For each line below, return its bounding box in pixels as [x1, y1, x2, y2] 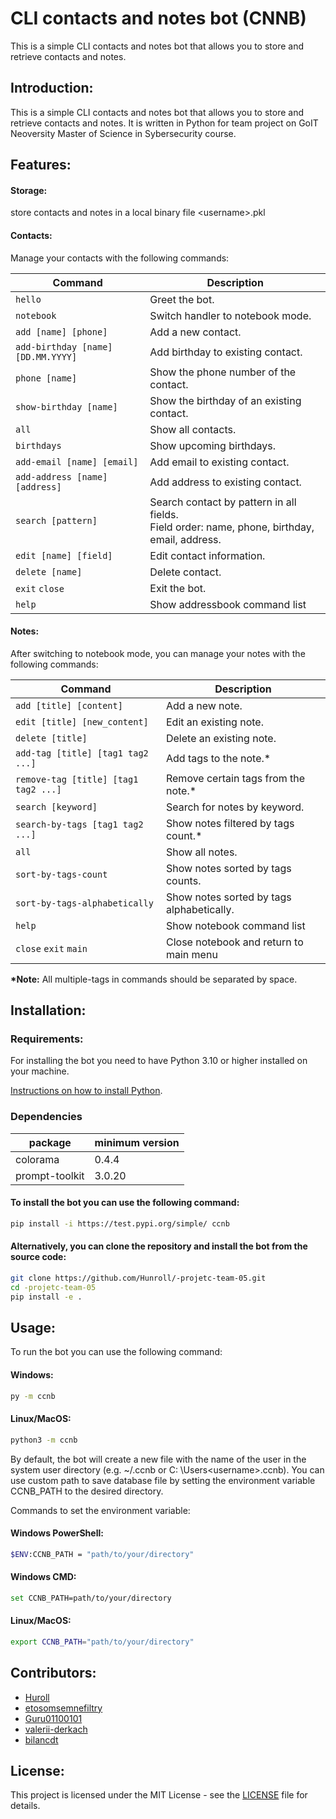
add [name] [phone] [15, 326, 108, 337]
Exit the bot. [149, 581, 207, 595]
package [28, 1135, 72, 1149]
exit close [15, 583, 65, 594]
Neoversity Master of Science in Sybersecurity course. [10, 127, 237, 139]
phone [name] [15, 372, 78, 384]
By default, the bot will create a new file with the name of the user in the [10, 1453, 307, 1465]
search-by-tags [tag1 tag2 [15, 818, 144, 830]
